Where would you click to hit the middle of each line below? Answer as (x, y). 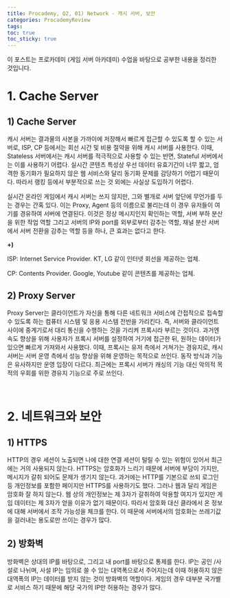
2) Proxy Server (41, 295)
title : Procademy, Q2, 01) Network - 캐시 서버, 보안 (81, 13)
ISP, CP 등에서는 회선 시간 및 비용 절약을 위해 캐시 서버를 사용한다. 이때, (118, 148)
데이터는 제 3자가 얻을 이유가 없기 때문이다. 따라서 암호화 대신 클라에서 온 (112, 502)
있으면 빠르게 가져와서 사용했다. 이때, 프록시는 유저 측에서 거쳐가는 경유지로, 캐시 (115, 347)
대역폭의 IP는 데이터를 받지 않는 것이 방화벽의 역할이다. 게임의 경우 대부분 (105, 579)
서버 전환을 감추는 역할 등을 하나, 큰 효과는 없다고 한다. (93, 231)
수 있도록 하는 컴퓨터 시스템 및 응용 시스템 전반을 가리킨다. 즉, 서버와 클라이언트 (113, 321)
